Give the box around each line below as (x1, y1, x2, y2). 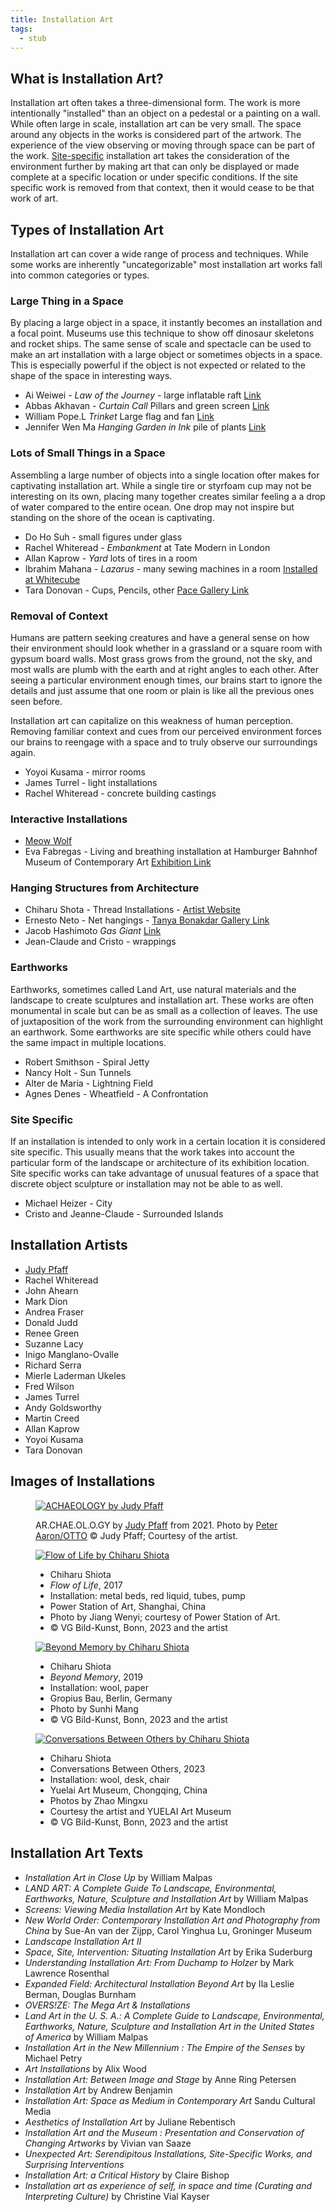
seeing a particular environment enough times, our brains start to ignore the (10, 674, 323, 686)
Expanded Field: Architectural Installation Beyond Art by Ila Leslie (24, 1977, 295, 1990)
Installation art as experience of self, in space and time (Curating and (24, 2179, 313, 2191)
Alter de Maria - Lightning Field (24, 1077, 154, 1089)
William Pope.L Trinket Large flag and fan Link (24, 411, 215, 423)
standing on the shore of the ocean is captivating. (10, 511, 215, 523)
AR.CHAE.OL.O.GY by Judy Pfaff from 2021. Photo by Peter (35, 1519, 278, 1531)
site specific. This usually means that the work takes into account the (10, 1146, 295, 1158)
